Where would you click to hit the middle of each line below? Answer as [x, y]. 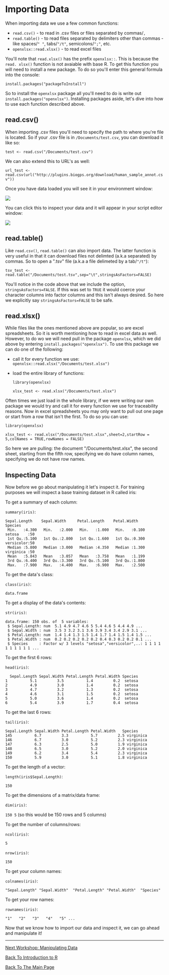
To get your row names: [30, 900]
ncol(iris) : [17, 834]
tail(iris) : [17, 722]
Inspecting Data [31, 475]
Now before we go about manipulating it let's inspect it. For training [75, 487]
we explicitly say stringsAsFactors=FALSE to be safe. [59, 300]
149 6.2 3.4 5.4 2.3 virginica [76, 753]
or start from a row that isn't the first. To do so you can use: [67, 417]
